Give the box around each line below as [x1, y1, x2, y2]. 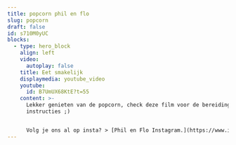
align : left [20, 50, 55, 57]
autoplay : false [25, 62, 74, 69]
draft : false [7, 23, 46, 30]
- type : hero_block [13, 43, 71, 50]
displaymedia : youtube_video [20, 75, 105, 83]
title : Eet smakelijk [20, 69, 83, 76]
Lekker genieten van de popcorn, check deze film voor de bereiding [25, 102, 231, 109]
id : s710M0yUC [7, 29, 49, 37]
